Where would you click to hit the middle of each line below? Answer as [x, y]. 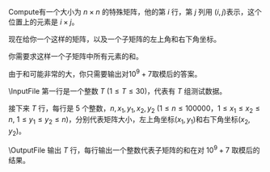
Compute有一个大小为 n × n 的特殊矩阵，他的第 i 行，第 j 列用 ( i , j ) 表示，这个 [135, 12]
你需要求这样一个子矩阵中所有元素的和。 [76, 56]
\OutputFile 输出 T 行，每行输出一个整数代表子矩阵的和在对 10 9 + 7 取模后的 [134, 149]
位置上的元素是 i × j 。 [44, 22]
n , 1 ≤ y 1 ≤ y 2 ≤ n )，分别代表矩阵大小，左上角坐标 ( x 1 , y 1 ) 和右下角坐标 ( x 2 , [129, 121]
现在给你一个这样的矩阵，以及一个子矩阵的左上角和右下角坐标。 [114, 39]
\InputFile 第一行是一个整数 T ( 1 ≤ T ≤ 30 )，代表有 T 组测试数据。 [118, 90]
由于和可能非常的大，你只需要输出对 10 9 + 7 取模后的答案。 [105, 73]
